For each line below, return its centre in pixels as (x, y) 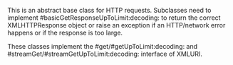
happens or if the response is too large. (65, 32)
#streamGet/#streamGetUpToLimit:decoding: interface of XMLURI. (105, 54)
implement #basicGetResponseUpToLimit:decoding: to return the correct (114, 18)
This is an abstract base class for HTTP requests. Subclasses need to (109, 10)
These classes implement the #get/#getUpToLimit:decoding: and (103, 46)
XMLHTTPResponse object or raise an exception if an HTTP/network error (116, 25)
